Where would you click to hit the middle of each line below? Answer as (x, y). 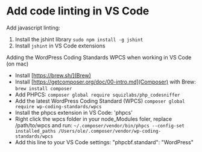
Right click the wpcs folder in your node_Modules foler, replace (93, 119)
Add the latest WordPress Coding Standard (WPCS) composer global (100, 101)
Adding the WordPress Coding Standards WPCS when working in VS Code (99, 57)
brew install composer (43, 88)
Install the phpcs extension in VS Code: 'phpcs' (74, 112)
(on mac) (17, 64)
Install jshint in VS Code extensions (60, 46)
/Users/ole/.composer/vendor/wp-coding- (110, 131)
